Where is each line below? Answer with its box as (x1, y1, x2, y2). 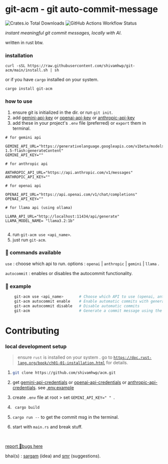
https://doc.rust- (113, 355, 152, 360)
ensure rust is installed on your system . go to (17, 354, 112, 360)
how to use (5, 98, 32, 105)
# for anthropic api (5, 161, 48, 166)
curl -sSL (5, 64, 26, 69)
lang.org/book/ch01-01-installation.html (17, 361, 105, 366)
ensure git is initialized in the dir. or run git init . (12, 109, 113, 115)
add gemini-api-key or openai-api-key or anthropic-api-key (12, 114, 135, 121)
